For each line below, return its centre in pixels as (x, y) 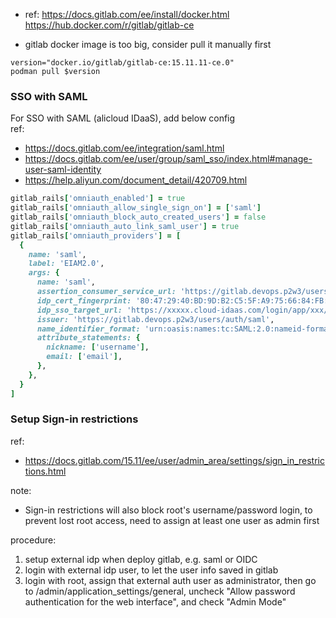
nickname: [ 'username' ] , (98, 347)
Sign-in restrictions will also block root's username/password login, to (168, 510)
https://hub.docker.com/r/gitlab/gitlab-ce (109, 25)
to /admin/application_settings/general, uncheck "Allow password (160, 591)
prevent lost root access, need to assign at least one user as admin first (172, 520)
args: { (44, 273)
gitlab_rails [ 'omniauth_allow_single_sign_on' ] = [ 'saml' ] (136, 208)
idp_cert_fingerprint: (84, 300)
